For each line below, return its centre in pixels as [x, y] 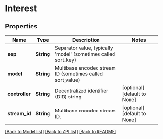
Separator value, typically [84, 48]
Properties [21, 26]
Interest [21, 8]
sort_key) [66, 60]
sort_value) [67, 80]
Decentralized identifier [81, 91]
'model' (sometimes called [85, 54]
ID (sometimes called [79, 74]
